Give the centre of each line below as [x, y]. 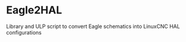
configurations [24, 32]
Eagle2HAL [34, 10]
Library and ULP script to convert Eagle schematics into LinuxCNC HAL [93, 26]
